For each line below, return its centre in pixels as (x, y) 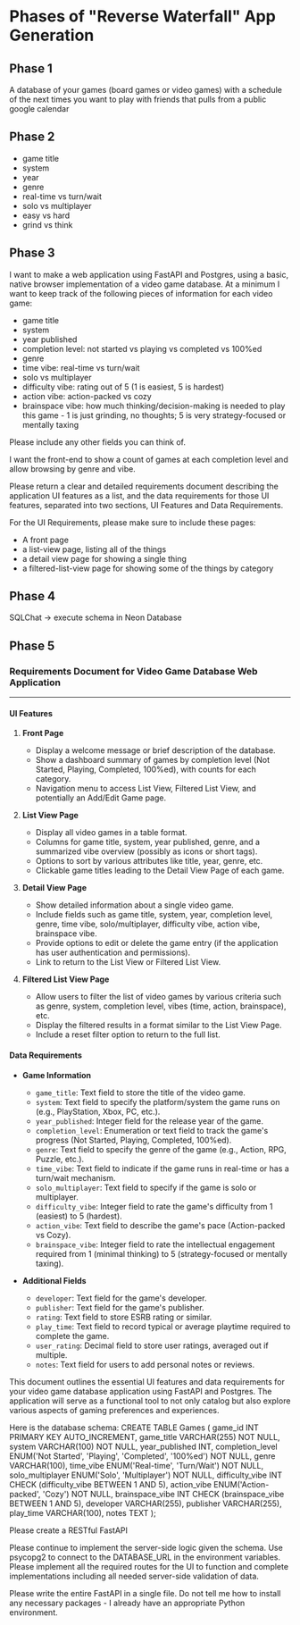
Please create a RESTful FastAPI (68, 1530)
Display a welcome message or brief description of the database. (155, 750)
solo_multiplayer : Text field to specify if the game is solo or (146, 1187)
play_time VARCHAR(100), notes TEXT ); (83, 1512)
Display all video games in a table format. (111, 833)
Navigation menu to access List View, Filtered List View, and (146, 789)
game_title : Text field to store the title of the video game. (140, 1093)
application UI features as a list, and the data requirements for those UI (139, 495)
